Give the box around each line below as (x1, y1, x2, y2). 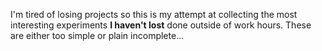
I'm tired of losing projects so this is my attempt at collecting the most (10, 9, 298, 20)
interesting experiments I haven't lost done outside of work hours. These (10, 19, 312, 31)
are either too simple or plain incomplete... (10, 30, 185, 41)
